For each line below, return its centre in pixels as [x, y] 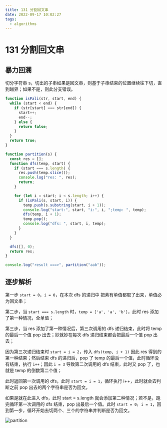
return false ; [33, 126]
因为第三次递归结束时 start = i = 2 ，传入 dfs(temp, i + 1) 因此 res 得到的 [83, 351]
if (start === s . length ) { [42, 168]
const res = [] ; [26, 159]
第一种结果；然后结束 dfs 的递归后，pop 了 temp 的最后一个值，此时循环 [80, 357]
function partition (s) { [31, 154]
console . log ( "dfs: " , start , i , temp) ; [65, 224]
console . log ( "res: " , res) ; [48, 177]
